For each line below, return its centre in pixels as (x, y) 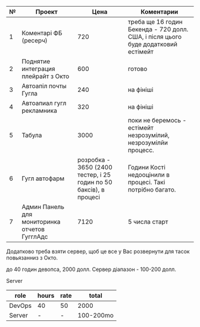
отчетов (33, 229)
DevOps (21, 306)
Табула (32, 135)
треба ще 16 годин (155, 22)
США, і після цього (155, 37)
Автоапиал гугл (44, 103)
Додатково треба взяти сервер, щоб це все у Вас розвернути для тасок (98, 251)
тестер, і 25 (94, 175)
